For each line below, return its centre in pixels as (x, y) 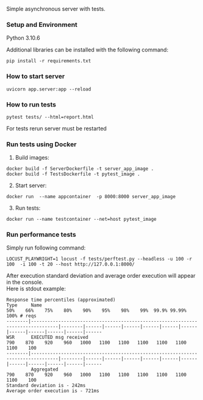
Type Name (24, 305)
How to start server (36, 76)
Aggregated (45, 369)
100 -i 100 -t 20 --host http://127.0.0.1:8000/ (71, 265)
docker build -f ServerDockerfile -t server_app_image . (80, 169)
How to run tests (31, 105)
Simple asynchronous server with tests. (56, 9)
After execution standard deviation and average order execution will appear (101, 276)
